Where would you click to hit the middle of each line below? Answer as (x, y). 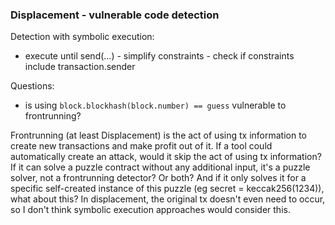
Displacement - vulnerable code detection (115, 15)
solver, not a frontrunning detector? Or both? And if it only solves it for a (158, 178)
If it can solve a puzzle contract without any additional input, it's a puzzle (160, 167)
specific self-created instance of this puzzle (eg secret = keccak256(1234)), (167, 189)
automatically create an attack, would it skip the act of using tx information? (166, 157)
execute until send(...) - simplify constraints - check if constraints (159, 56)
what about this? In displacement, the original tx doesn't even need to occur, (168, 199)
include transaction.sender (80, 67)
